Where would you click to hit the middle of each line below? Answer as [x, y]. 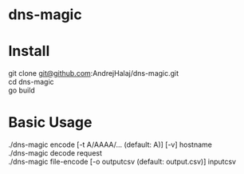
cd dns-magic [31, 82]
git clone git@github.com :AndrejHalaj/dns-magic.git [94, 73]
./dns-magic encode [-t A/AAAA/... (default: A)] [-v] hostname [110, 144]
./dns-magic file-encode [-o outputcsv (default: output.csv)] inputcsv [122, 162]
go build [22, 90]
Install [29, 51]
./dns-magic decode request [55, 153]
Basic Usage [50, 123]
